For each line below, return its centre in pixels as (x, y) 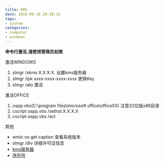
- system (14, 23)
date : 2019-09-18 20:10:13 (33, 14)
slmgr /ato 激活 (28, 84)
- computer (16, 32)
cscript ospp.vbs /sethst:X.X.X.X (45, 111)
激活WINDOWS (20, 62)
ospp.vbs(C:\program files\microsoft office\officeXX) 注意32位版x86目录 (86, 106)
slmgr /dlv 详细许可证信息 (38, 143)
